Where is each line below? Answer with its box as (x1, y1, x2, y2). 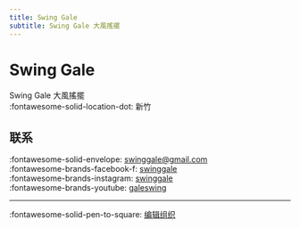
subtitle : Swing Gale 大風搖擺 (9, 21, 121, 30)
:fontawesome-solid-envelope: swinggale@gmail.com (9, 154, 208, 165)
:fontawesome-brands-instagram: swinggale (9, 173, 173, 183)
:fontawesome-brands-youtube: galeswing (9, 183, 167, 193)
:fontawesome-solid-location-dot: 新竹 (9, 102, 152, 112)
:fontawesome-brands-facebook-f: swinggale (9, 164, 178, 175)
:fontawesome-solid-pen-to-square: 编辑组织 (9, 209, 176, 220)
